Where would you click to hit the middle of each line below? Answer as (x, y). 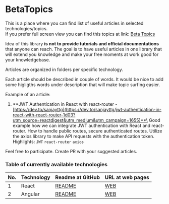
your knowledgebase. (28, 59)
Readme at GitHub (77, 177)
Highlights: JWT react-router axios (48, 142)
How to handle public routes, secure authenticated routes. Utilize (95, 131)
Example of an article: (28, 94)
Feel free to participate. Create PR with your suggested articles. (71, 151)
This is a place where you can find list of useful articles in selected (74, 23)
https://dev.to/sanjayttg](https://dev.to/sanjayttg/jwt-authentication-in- (88, 109)
